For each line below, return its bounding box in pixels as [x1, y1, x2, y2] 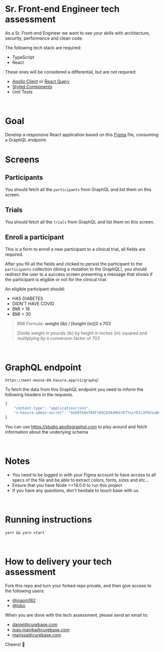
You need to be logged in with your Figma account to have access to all [12, 472, 156, 478]
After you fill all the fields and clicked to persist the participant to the [5, 261, 143, 266]
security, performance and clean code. [5, 35, 83, 41]
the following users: [5, 588, 45, 594]
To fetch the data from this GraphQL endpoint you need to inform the [5, 386, 143, 392]
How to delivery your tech [5, 556, 112, 567]
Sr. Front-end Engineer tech [5, 3, 120, 15]
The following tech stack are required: [5, 45, 82, 50]
